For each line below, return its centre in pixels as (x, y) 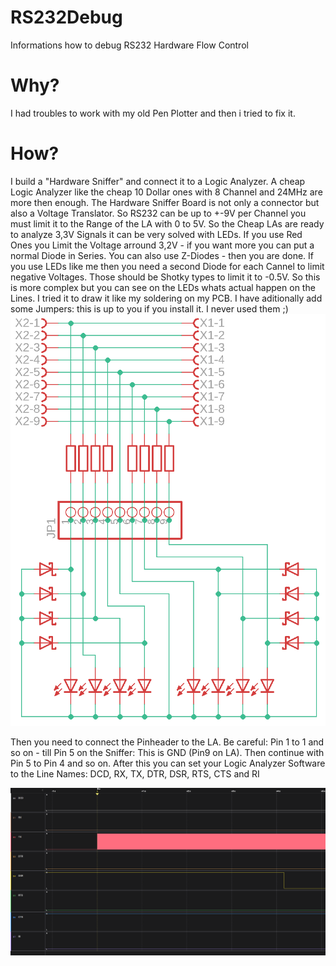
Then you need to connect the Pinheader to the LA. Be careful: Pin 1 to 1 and (167, 742)
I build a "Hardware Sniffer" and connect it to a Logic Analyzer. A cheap (158, 181)
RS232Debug (66, 17)
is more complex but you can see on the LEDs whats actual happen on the (163, 287)
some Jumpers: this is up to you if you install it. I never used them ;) (149, 308)
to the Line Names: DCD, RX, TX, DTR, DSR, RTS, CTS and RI (135, 774)
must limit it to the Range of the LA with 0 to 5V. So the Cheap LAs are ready (167, 223)
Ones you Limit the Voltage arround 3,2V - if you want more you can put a (162, 245)
